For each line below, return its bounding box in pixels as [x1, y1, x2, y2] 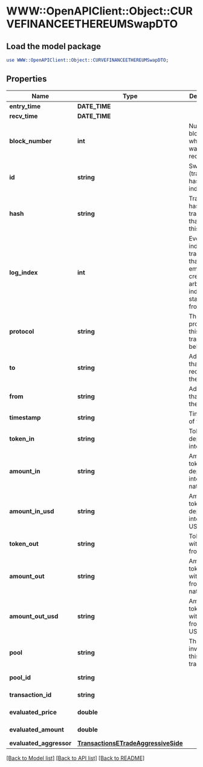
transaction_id [9, 690, 52, 699]
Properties [6, 74, 47, 84]
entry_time [9, 102, 41, 110]
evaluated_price [9, 708, 57, 716]
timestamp [9, 413, 41, 421]
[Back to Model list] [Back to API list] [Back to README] [6, 754, 145, 762]
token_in [9, 434, 35, 442]
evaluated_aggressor [9, 739, 72, 747]
